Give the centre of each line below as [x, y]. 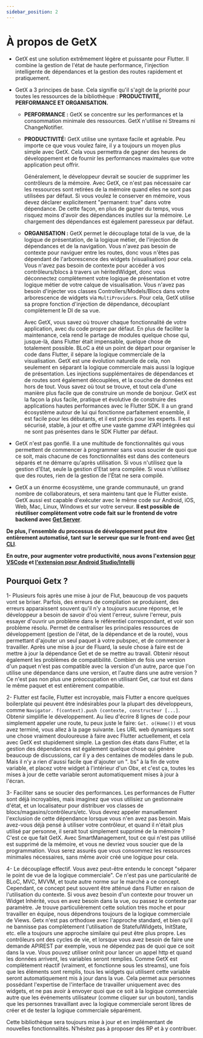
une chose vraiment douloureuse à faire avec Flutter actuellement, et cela [98, 736]
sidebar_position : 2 [32, 12]
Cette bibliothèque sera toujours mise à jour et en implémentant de [90, 1022]
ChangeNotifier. [44, 127]
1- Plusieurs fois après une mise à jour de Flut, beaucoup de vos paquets [97, 596]
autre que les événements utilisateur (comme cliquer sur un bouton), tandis [100, 997]
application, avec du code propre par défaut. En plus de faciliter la [106, 328]
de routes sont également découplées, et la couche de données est [108, 380]
